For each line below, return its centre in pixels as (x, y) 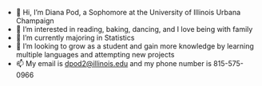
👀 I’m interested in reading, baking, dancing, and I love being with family (134, 29)
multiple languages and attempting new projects (95, 55)
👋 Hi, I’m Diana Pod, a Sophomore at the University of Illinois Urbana (128, 12)
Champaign (35, 21)
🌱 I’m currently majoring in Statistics (75, 37)
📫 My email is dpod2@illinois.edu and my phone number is (113, 63)
